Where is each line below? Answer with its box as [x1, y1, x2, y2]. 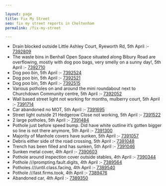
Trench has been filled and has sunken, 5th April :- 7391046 [12, 143, 135, 149]
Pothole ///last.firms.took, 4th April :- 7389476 [12, 170, 108, 176]
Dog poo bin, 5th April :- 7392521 [12, 75, 81, 81]
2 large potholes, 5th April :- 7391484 [12, 117, 89, 123]
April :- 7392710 [12, 64, 46, 70]
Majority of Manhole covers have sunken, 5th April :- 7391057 [12, 133, 139, 139]
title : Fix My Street [5, 16, 50, 21]
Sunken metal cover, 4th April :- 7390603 [12, 149, 98, 155]
